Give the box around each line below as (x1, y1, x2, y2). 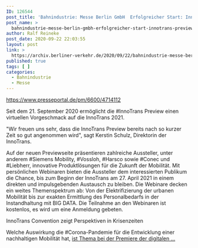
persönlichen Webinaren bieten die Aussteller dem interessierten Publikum (6, 168, 187, 175)
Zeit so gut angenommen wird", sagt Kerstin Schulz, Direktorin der (6, 132, 167, 139)
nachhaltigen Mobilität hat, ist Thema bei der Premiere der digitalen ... (6, 235, 176, 242)
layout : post (6, 42, 38, 48)
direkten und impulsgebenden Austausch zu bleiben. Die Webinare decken (6, 181, 187, 188)
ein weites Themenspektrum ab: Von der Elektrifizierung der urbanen (6, 187, 174, 194)
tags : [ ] (6, 63, 31, 70)
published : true (6, 58, 46, 64)
